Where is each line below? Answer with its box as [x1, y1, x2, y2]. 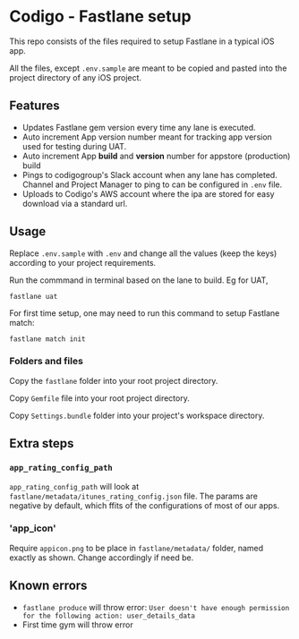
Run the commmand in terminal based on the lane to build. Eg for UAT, [9, 275, 269, 285]
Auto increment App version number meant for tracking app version [21, 132, 273, 142]
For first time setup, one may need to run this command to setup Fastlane [9, 307, 280, 319]
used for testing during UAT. [21, 141, 127, 151]
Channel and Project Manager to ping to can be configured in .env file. [21, 179, 283, 190]
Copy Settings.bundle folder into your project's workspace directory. [9, 410, 265, 421]
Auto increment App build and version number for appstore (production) [21, 150, 291, 161]
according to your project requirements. [9, 257, 157, 268]
